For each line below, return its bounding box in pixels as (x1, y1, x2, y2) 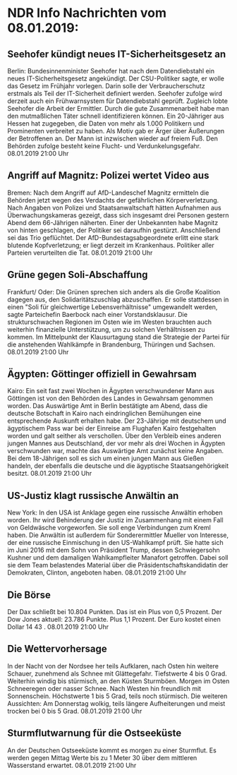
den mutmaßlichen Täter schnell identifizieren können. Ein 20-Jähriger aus (7, 112, 224, 120)
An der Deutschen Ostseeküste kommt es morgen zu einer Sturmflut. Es (7, 746, 217, 755)
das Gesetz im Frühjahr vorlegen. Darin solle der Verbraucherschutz (7, 82, 206, 90)
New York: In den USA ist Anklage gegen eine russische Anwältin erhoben (7, 508, 224, 517)
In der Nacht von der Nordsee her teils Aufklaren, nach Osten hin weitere (7, 661, 219, 670)
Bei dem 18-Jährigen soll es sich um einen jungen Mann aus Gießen (7, 454, 205, 463)
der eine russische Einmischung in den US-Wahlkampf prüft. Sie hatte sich (7, 539, 224, 547)
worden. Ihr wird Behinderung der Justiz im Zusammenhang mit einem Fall (7, 516, 224, 524)
